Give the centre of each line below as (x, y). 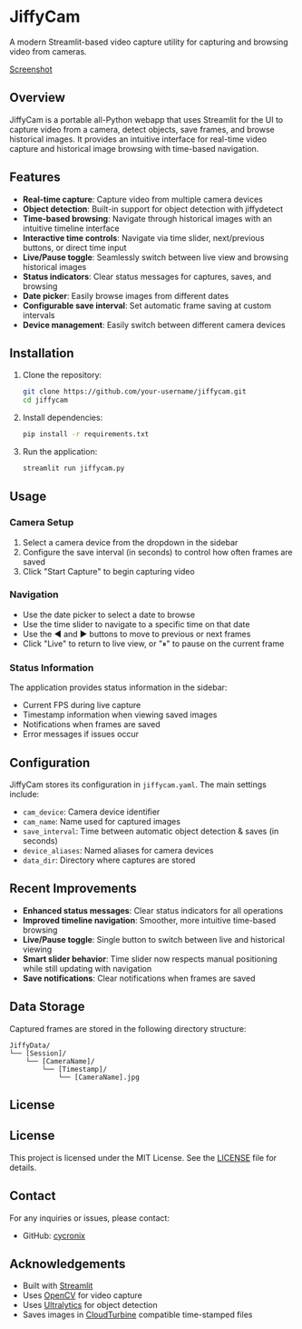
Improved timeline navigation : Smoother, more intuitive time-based (149, 920)
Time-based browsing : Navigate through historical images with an (147, 218)
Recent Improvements (73, 889)
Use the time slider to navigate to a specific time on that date (136, 624)
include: (24, 794)
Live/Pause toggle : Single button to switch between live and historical (154, 939)
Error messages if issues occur (80, 734)
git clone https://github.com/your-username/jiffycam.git (134, 392)
